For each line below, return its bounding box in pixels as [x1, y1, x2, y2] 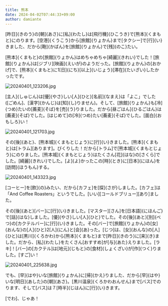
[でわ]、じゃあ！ [5, 295, 40, 301]
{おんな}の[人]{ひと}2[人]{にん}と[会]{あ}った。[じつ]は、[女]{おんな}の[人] [5, 227, 160, 233]
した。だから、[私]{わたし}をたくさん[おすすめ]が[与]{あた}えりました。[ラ [5, 239, 160, 245]
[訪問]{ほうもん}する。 [5, 164, 52, 170]
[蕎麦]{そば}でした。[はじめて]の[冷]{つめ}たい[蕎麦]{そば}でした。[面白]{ [5, 113, 157, 119]
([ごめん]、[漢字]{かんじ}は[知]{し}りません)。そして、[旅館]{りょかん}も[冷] [5, 100, 163, 106]
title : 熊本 [5, 7, 29, 13]
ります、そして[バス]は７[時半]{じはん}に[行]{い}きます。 [5, 285, 123, 291]
